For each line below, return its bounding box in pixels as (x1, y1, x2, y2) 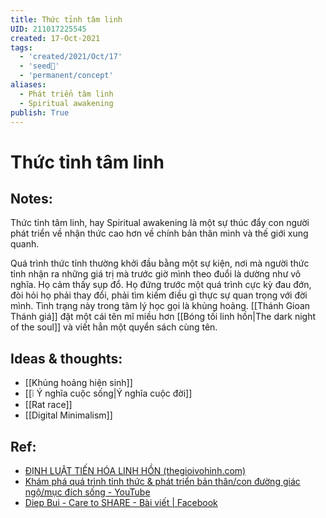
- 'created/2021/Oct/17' (19, 52, 123, 62)
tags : (10, 42, 33, 53)
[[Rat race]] (24, 399, 73, 411)
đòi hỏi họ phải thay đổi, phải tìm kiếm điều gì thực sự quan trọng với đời (10, 289, 308, 301)
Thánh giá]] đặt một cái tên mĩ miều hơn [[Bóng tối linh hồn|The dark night (10, 311, 317, 323)
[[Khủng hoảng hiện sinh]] (24, 377, 133, 389)
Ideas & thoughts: (10, 350, 123, 367)
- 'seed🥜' (19, 61, 60, 71)
